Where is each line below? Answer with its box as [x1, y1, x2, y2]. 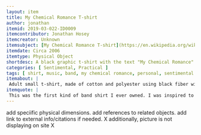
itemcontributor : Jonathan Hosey [6, 31, 90, 37]
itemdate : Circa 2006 [6, 48, 60, 54]
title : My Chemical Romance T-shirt [6, 14, 98, 20]
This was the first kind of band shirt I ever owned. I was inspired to [8, 92, 194, 98]
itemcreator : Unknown [6, 37, 60, 43]
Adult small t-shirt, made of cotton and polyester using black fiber [8, 82, 188, 88]
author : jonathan [6, 20, 50, 26]
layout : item [6, 8, 39, 15]
